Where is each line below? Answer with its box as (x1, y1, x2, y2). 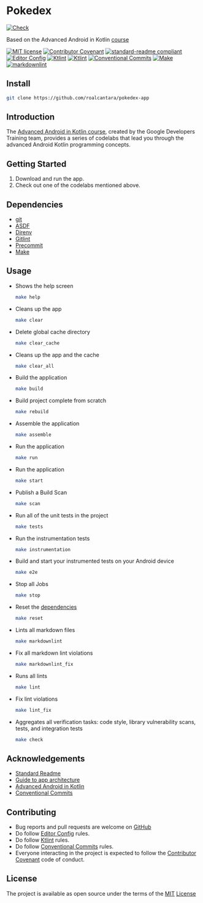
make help (15, 294, 41, 300)
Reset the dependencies (15, 603, 77, 611)
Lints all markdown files (15, 627, 75, 633)
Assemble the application (15, 420, 80, 427)
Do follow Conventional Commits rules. (15, 843, 114, 850)
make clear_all (15, 363, 55, 369)
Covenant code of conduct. (15, 856, 85, 863)
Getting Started (6, 159, 67, 169)
